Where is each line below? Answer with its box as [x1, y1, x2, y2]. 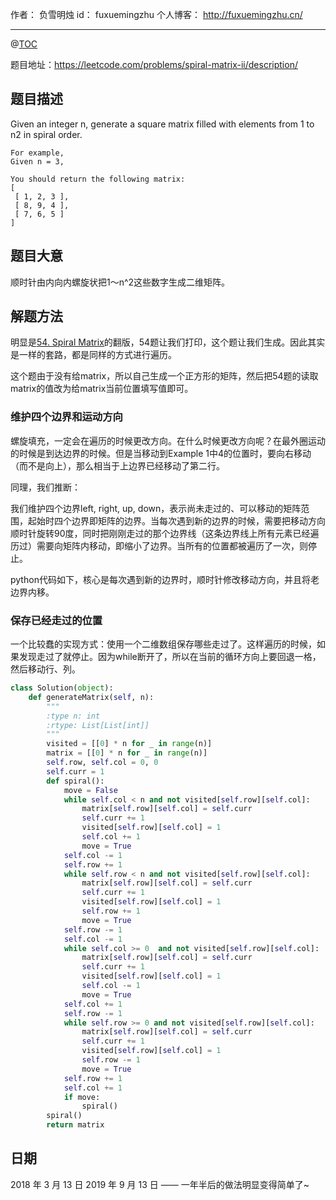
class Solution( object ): [10, 683, 114, 693]
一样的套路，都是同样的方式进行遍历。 [18, 349, 177, 361]
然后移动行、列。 [10, 663, 81, 675]
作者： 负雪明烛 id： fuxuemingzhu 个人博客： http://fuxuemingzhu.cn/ [10, 9, 303, 20]
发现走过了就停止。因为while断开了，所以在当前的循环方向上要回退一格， [18, 651, 322, 663]
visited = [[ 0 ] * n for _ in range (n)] [46, 739, 213, 749]
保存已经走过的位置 [10, 613, 103, 627]
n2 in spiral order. [10, 128, 83, 140]
